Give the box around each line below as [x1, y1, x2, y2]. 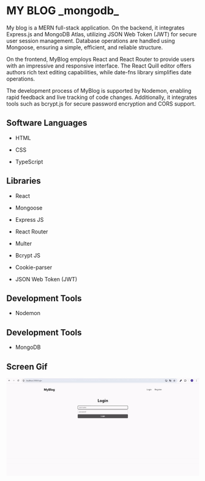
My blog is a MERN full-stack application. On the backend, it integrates [6, 24, 185, 31]
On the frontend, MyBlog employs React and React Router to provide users [6, 55, 195, 63]
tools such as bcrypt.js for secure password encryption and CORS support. [6, 100, 196, 108]
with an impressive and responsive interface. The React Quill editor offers [6, 62, 192, 69]
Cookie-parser [15, 264, 53, 271]
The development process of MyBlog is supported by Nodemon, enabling [6, 87, 192, 94]
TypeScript [15, 158, 43, 165]
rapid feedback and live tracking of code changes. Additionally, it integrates [6, 93, 197, 101]
